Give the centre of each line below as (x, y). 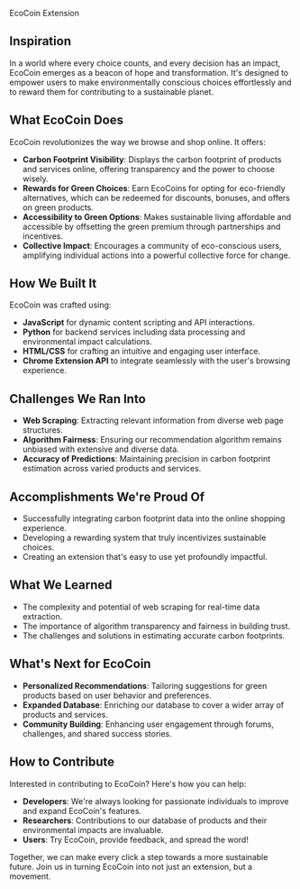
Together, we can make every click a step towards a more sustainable (139, 857)
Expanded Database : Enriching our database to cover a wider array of (153, 705)
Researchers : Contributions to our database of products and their (145, 820)
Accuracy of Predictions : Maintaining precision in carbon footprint (146, 459)
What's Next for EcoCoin (80, 664)
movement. (30, 876)
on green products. (58, 207)
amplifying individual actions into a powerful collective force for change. (156, 255)
